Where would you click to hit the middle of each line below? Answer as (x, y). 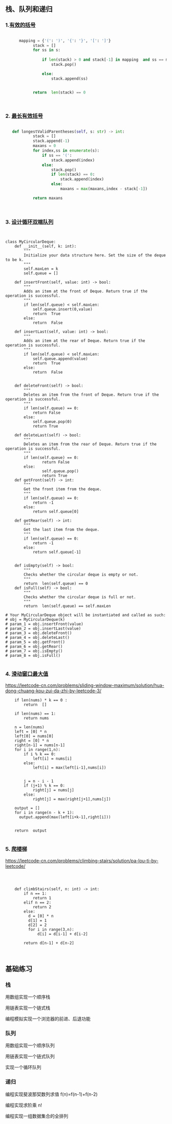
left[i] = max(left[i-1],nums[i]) (69, 768)
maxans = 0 (44, 146)
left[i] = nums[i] (52, 759)
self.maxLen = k (41, 269)
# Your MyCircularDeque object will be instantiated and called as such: (86, 615)
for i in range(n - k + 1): (44, 813)
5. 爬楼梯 (16, 849)
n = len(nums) (29, 727)
